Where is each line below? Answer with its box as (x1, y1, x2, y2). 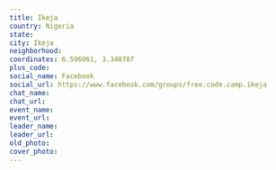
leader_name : (9, 122, 58, 131)
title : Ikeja (9, 13, 58, 22)
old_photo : (9, 139, 50, 148)
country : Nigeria (9, 22, 75, 31)
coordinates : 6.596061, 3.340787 (9, 55, 135, 64)
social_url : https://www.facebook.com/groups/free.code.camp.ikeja (9, 80, 268, 89)
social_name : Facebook (9, 72, 94, 81)
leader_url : (9, 130, 54, 139)
